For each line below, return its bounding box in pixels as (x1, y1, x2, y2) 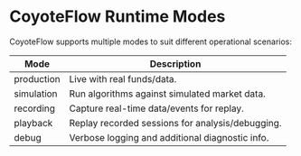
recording (14, 102, 56, 115)
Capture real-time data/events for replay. (69, 102, 244, 115)
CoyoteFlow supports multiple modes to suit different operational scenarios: (9, 36, 292, 47)
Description (149, 57, 202, 69)
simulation (14, 87, 58, 100)
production (14, 72, 61, 85)
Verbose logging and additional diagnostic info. (69, 131, 269, 143)
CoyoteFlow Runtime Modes (9, 6, 226, 27)
